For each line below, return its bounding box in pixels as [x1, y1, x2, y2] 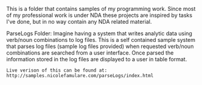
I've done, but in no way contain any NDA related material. [6, 18, 152, 25]
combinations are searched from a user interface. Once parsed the [6, 49, 174, 56]
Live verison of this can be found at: [6, 67, 108, 73]
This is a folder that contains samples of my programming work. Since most [6, 5, 196, 12]
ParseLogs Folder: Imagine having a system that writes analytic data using [6, 30, 193, 37]
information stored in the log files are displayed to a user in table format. [6, 56, 187, 63]
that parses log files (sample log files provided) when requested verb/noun [6, 42, 194, 50]
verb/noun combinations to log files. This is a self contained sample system [6, 36, 196, 43]
